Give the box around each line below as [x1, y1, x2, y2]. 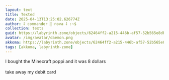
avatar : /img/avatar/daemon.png [5, 35, 73, 40]
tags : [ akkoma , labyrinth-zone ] [5, 44, 73, 49]
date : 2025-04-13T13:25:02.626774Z [5, 16, 80, 21]
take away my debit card [5, 68, 56, 75]
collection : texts [5, 26, 44, 31]
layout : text [5, 7, 33, 12]
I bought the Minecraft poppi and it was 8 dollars [5, 58, 106, 64]
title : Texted [5, 12, 35, 17]
